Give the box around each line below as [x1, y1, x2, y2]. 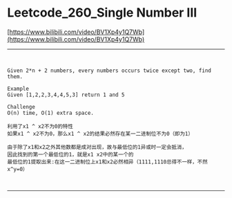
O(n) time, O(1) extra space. [7, 109, 95, 116]
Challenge [7, 103, 36, 110]
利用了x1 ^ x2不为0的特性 [7, 123, 74, 129]
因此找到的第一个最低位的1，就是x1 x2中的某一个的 [7, 151, 134, 158]
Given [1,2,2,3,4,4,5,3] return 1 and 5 [7, 91, 126, 98]
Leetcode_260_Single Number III [7, 5, 197, 21]
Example [7, 85, 30, 92]
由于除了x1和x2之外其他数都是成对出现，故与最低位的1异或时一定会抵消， [7, 143, 188, 150]
